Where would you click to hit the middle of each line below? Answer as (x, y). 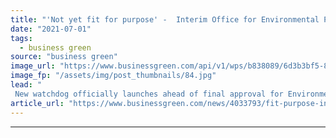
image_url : (33, 66)
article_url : (37, 103)
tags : (21, 38)
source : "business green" (64, 57)
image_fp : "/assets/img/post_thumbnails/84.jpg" (113, 76)
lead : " (26, 85)
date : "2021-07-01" (51, 29)
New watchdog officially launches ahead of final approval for (149, 94)
